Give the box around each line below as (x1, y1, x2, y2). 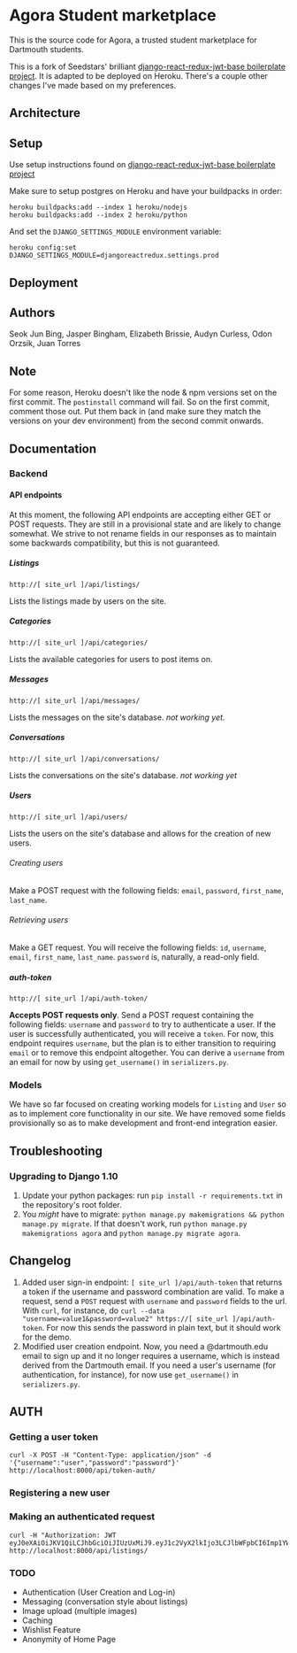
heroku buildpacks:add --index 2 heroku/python (9, 211, 188, 220)
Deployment (9, 275, 79, 290)
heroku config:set (9, 243, 77, 252)
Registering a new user (9, 1487, 110, 1499)
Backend (9, 467, 49, 480)
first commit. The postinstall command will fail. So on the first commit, (9, 397, 270, 407)
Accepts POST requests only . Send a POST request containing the (9, 1009, 255, 1020)
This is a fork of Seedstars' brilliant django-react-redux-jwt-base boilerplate (9, 61, 286, 72)
